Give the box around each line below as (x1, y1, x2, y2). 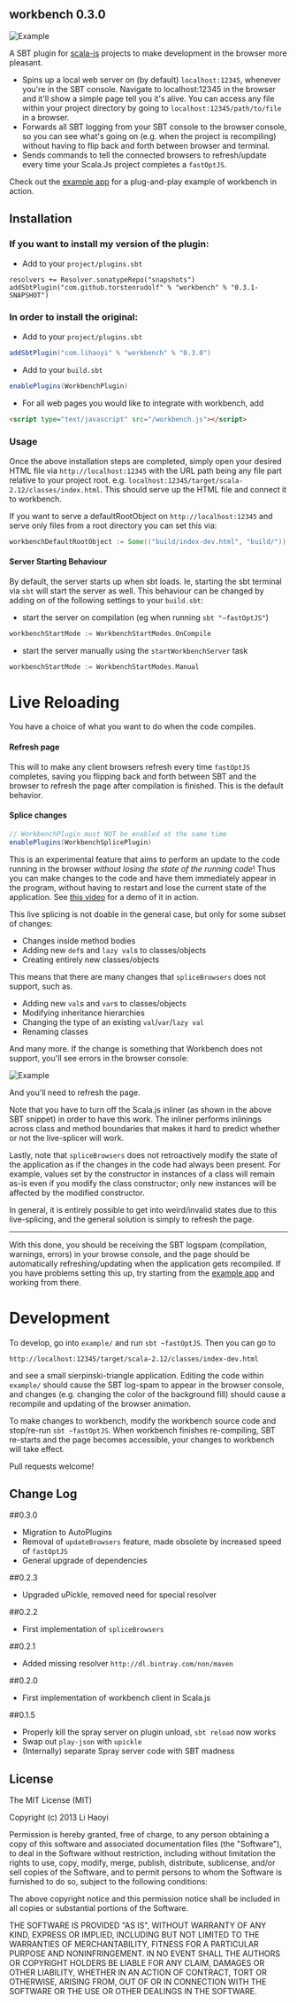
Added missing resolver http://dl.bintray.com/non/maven (21, 1658, 234, 1669)
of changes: (9, 918, 53, 928)
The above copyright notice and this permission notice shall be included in (9, 1893, 280, 1904)
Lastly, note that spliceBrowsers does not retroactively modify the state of (9, 1149, 278, 1160)
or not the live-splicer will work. (9, 1132, 125, 1143)
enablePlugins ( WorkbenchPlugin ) (9, 381, 128, 391)
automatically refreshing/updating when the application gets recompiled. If (9, 1258, 281, 1269)
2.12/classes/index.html (9, 485, 101, 494)
